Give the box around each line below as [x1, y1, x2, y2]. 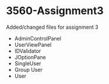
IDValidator [14, 47, 41, 54]
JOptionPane [14, 53, 46, 61]
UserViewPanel [14, 41, 52, 48]
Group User [14, 66, 43, 73]
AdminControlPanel [14, 35, 61, 42]
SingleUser [14, 60, 41, 67]
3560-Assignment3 [6, 4, 104, 18]
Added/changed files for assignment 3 [6, 23, 99, 31]
